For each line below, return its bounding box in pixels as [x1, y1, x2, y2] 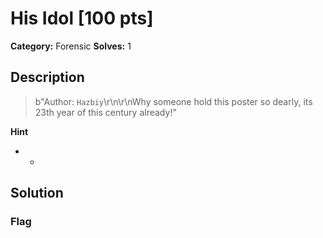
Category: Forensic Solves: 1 [10, 40, 132, 52]
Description [10, 69, 85, 86]
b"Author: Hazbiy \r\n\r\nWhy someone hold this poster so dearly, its [34, 95, 313, 107]
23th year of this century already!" [34, 106, 177, 118]
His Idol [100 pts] [10, 7, 154, 30]
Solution [10, 185, 64, 202]
